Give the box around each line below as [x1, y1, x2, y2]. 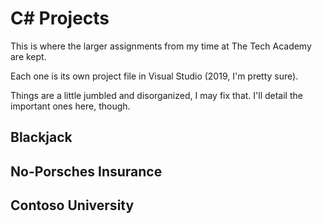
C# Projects [10, 7, 110, 30]
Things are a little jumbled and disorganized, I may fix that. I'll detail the [10, 89, 303, 101]
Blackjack [10, 129, 73, 146]
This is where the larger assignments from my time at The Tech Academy [10, 40, 312, 52]
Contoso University [10, 197, 135, 214]
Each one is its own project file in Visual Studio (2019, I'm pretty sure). [10, 70, 299, 82]
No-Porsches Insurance [10, 163, 163, 180]
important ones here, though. [10, 100, 131, 112]
